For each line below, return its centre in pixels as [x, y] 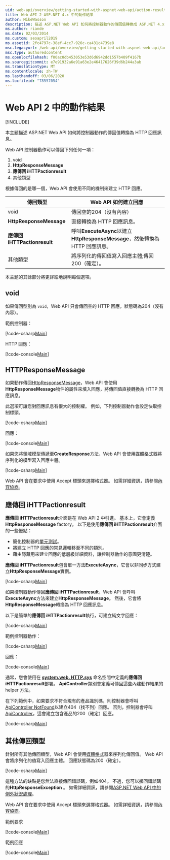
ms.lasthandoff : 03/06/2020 [35, 76]
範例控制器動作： [23, 636]
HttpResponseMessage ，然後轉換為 [115, 238]
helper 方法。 [19, 690]
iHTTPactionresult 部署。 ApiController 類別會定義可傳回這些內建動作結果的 [84, 684]
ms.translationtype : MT [30, 67]
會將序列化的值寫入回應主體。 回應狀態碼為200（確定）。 [65, 760]
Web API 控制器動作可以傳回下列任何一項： [50, 149]
